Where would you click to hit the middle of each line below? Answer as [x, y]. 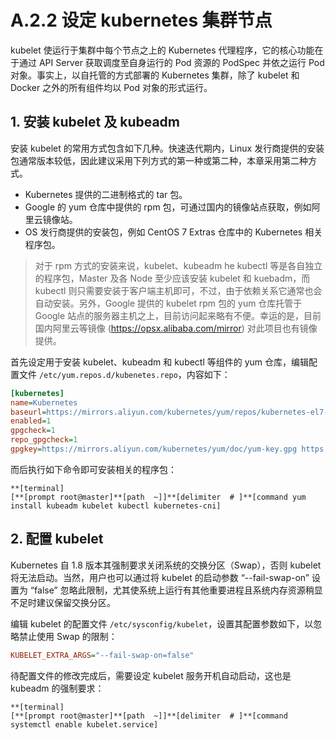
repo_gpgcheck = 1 [44, 440]
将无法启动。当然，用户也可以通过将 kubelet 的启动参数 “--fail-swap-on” [160, 577]
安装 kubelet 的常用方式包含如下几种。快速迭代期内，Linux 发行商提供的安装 [167, 148]
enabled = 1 [31, 421]
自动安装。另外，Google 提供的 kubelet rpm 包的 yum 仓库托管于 [168, 303]
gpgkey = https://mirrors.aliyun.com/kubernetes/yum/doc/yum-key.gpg [154, 449]
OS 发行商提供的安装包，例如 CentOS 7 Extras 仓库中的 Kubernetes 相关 [173, 232]
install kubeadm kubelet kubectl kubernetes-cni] [116, 506]
